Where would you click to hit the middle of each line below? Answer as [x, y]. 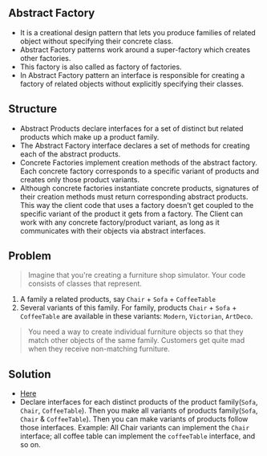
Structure [33, 109]
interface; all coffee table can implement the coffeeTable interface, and [138, 436]
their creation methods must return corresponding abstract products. [134, 197]
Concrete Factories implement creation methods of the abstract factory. [139, 162]
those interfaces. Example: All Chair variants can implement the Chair [135, 428]
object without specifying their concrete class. [97, 41]
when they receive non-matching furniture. [99, 349]
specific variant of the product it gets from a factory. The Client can [131, 214]
